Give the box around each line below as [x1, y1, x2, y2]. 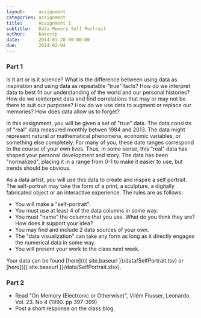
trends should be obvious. [6, 164, 71, 172]
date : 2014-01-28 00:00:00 [6, 37, 90, 43]
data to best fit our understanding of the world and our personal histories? [6, 89, 190, 96]
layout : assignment [6, 8, 66, 15]
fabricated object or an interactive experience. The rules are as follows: [6, 189, 184, 196]
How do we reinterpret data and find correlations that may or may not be [6, 95, 186, 102]
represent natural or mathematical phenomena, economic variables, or [6, 132, 181, 140]
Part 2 [6, 278, 25, 287]
